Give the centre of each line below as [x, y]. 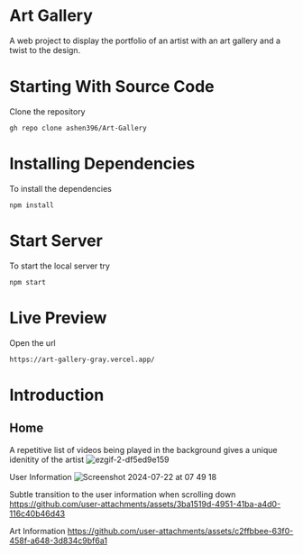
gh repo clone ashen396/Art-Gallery [78, 128]
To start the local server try [60, 266]
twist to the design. [45, 50]
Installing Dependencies [102, 164]
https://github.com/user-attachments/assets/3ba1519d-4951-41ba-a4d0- [145, 504]
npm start [28, 282]
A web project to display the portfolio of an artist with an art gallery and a [145, 41]
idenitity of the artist [47, 459]
